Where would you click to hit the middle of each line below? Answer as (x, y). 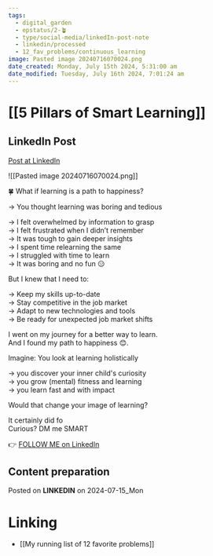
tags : (17, 15)
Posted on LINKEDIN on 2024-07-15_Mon (76, 491)
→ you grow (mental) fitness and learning (75, 381)
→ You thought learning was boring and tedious (85, 207)
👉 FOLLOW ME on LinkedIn (54, 444)
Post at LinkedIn (34, 160)
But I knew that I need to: (48, 279)
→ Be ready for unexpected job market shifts (81, 319)
